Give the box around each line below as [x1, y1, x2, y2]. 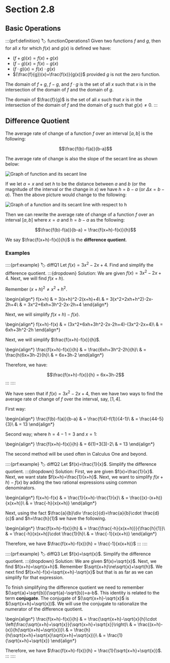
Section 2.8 [5, 4, 55, 15]
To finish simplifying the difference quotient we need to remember [5, 584, 144, 590]
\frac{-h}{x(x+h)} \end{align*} [34, 500, 97, 506]
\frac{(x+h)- [137, 621, 163, 627]
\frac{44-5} [139, 415, 164, 422]
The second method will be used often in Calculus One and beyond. [5, 451, 148, 457]
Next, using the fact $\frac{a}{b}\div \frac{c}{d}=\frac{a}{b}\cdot [5, 510, 142, 516]
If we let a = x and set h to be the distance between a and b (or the [5, 180, 146, 187]
